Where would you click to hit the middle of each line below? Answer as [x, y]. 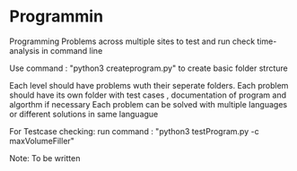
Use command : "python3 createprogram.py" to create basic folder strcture [149, 68]
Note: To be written [45, 158]
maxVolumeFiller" [42, 141]
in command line [72, 50]
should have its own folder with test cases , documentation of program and [148, 95]
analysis [25, 50]
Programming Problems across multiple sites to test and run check [132, 41]
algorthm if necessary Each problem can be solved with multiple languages [148, 104]
